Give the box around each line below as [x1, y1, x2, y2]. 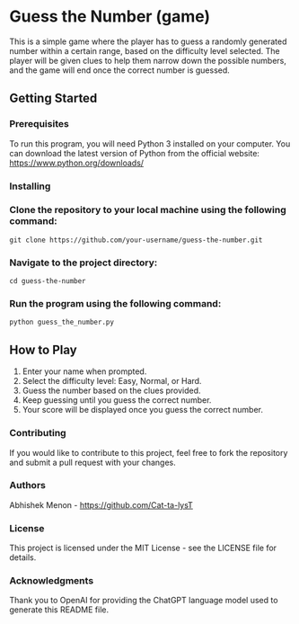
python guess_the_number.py [9, 317, 115, 327]
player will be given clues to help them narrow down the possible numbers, [9, 55, 287, 66]
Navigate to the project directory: [9, 256, 158, 269]
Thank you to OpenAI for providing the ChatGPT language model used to [9, 595, 278, 606]
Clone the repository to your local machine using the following [9, 204, 286, 217]
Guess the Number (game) [9, 6, 211, 27]
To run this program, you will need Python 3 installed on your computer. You [9, 138, 291, 149]
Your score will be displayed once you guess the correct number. [22, 405, 263, 415]
